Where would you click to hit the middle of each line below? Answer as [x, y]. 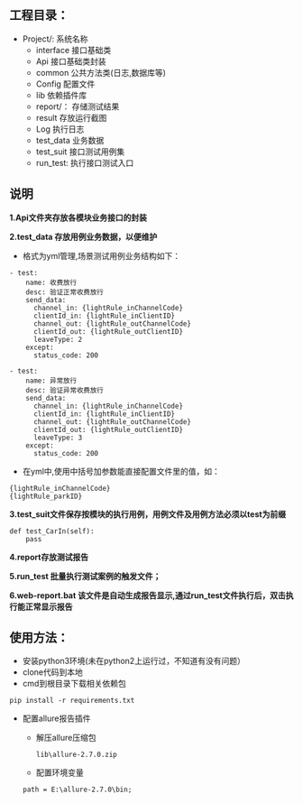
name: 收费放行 [51, 282]
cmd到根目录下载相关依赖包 [74, 684]
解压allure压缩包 [66, 738]
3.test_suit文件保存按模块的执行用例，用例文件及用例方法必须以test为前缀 [148, 514]
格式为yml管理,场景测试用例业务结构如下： [101, 255]
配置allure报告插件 [56, 718]
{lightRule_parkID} [46, 496]
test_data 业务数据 [70, 140]
